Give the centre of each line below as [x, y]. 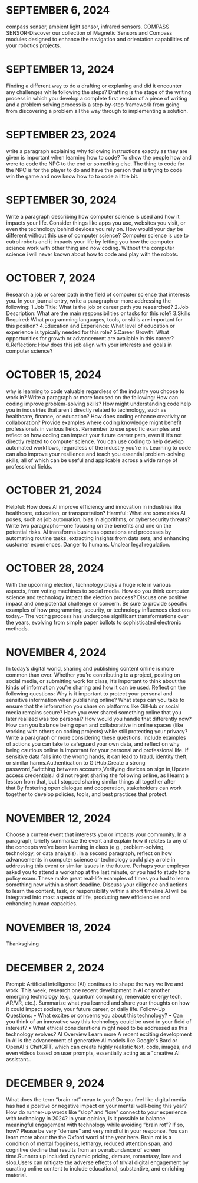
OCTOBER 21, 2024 [54, 490]
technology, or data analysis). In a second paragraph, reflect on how [89, 853]
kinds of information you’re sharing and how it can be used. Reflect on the [96, 688]
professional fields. [29, 466]
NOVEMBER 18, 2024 [58, 927]
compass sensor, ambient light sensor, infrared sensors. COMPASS [88, 27]
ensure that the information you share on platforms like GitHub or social [93, 706]
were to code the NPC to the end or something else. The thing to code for [95, 164]
